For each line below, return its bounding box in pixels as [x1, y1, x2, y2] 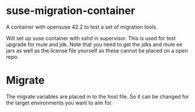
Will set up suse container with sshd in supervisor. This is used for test [6, 34, 176, 41]
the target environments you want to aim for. [6, 99, 113, 106]
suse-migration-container [6, 4, 135, 17]
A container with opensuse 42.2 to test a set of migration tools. [6, 23, 158, 30]
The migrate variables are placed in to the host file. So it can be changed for [6, 93, 189, 100]
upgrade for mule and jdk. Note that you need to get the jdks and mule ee [6, 41, 183, 48]
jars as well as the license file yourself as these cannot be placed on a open [6, 47, 188, 54]
